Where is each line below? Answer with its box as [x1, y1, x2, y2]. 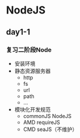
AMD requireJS [23, 119, 60, 126]
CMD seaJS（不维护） [23, 126, 78, 133]
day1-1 [6, 27, 30, 37]
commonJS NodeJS [23, 112, 72, 119]
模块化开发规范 [14, 106, 51, 113]
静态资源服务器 [14, 67, 51, 74]
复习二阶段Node [6, 45, 52, 53]
